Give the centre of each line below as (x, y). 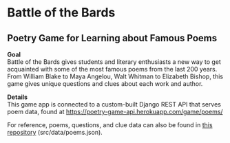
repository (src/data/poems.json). (55, 132)
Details (18, 97)
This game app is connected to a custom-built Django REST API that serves (114, 104)
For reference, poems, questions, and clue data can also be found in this (110, 125)
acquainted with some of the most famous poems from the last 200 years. (112, 69)
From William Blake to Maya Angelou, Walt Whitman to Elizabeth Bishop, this (115, 76)
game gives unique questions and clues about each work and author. (105, 84)
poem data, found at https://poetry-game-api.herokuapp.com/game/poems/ (115, 112)
